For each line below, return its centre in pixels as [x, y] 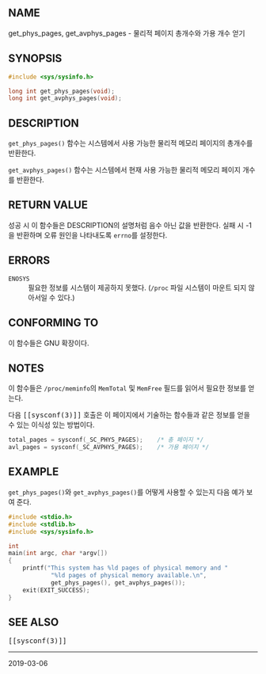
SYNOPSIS [35, 59]
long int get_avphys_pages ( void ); [65, 98]
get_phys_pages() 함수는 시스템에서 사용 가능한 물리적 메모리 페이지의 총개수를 [131, 143]
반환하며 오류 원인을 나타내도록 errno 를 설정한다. [92, 235]
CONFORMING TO [53, 323]
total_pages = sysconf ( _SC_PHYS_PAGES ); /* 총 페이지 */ [106, 440]
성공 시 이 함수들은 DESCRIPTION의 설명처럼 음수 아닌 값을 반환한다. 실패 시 [126, 225]
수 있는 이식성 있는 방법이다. [51, 425]
